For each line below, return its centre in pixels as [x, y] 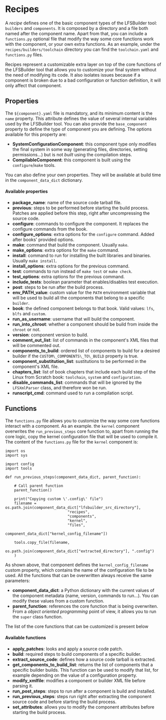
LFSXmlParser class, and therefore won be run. [60, 387]
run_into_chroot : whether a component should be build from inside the [85, 324]
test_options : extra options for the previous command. [69, 276]
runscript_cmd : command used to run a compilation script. [73, 393]
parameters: [18, 581]
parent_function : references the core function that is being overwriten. [85, 606]
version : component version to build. [50, 335]
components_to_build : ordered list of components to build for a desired [86, 351]
